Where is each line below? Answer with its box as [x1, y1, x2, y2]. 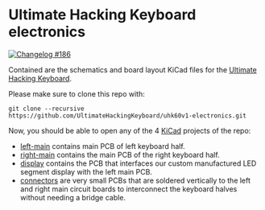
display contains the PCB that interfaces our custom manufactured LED [19, 159, 257, 168]
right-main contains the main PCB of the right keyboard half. [19, 150, 220, 159]
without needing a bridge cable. [19, 192, 126, 202]
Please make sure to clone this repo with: [8, 89, 145, 98]
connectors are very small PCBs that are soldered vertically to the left [19, 175, 251, 185]
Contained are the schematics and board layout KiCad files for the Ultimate [8, 64, 258, 74]
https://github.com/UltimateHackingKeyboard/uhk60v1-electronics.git [8, 111, 247, 120]
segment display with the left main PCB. [19, 167, 153, 176]
